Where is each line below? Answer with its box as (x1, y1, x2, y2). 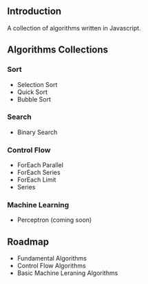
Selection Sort (17, 80, 58, 88)
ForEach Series (17, 169, 61, 177)
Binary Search (17, 128, 58, 136)
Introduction (7, 6, 62, 17)
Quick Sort (17, 88, 48, 96)
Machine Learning (7, 200, 70, 210)
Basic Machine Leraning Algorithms (17, 269, 118, 277)
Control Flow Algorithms (17, 262, 86, 270)
